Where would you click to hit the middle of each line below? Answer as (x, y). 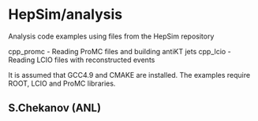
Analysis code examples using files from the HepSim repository (111, 36)
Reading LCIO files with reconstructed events (82, 60)
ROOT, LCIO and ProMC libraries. (62, 83)
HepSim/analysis (65, 15)
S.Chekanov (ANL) (54, 108)
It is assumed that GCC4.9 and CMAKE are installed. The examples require (129, 75)
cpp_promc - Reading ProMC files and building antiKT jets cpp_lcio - (120, 51)
